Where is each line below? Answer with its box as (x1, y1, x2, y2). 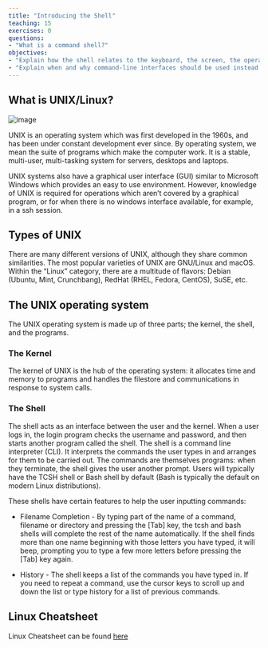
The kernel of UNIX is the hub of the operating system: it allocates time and (8, 366, 256, 376)
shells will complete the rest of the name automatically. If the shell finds (19, 529, 255, 538)
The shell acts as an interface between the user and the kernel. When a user (8, 421, 259, 430)
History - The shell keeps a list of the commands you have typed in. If (19, 570, 249, 579)
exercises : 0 (8, 26, 52, 34)
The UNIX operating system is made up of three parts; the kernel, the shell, (8, 319, 255, 329)
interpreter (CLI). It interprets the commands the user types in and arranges (8, 446, 257, 456)
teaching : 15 (8, 19, 52, 27)
